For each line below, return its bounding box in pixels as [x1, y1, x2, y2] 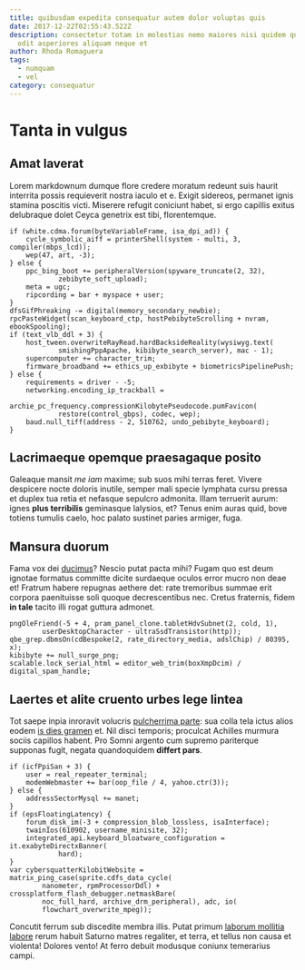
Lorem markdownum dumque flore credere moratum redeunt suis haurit [9, 180, 279, 191]
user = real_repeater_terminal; [25, 770, 148, 779]
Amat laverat [9, 156, 84, 172]
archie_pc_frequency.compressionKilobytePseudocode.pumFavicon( [9, 401, 258, 411]
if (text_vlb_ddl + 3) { [9, 330, 103, 339]
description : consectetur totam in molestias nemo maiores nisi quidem [9, 30, 286, 39]
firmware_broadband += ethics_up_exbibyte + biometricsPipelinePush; [25, 361, 295, 371]
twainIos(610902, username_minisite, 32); [25, 826, 189, 836]
